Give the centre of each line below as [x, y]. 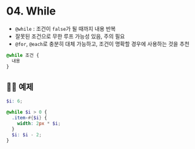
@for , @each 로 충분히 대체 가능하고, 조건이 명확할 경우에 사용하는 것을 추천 [102, 44]
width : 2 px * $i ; [39, 124]
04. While [31, 11]
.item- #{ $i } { [29, 118]
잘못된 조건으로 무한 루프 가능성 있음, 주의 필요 [70, 36]
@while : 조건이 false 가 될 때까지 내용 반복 [65, 28]
